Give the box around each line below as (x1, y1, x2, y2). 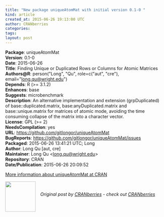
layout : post (5, 36, 33, 41)
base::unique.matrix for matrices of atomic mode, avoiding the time (5, 108, 145, 114)
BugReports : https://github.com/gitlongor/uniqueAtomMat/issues (5, 134, 141, 141)
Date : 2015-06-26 (5, 60, 43, 66)
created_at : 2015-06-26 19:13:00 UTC (5, 17, 85, 22)
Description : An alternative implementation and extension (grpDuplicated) (5, 97, 160, 103)
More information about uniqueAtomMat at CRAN (5, 171, 107, 177)
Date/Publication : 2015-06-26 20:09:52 (5, 162, 89, 168)
